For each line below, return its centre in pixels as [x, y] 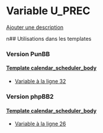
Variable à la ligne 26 [40, 124]
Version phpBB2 [30, 96]
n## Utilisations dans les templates [49, 38]
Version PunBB [28, 54]
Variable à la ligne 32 [40, 82]
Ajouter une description [35, 27]
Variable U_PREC [48, 11]
